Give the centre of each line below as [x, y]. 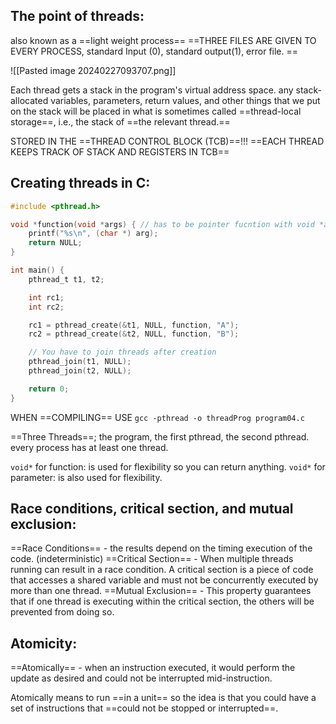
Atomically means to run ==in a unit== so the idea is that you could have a [163, 698]
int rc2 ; [46, 307]
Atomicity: [44, 643]
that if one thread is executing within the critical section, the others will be [162, 601]
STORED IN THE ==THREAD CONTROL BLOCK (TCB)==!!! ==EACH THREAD [167, 141]
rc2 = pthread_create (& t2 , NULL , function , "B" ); [134, 334]
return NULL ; [55, 243]
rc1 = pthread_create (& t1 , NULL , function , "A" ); [134, 325]
